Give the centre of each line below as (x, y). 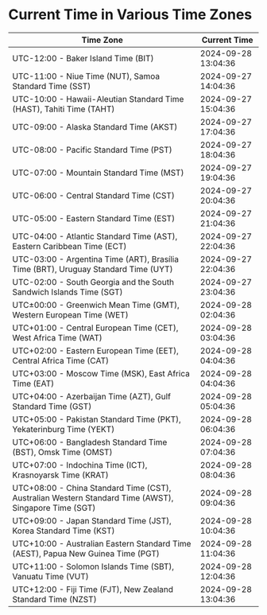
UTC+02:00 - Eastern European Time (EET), (95, 350)
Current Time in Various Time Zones (130, 15)
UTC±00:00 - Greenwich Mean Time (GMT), (96, 305)
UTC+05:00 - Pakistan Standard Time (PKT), (97, 419)
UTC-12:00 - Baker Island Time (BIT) (83, 58)
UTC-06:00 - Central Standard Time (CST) (93, 195)
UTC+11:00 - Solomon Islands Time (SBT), (93, 566)
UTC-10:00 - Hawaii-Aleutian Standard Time (98, 99)
